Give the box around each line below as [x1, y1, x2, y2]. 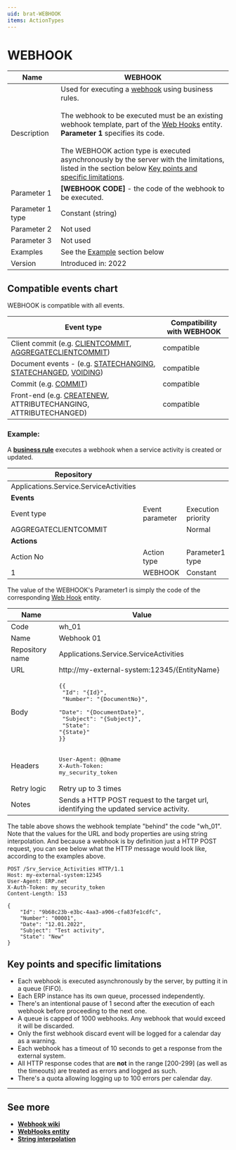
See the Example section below [60, 247, 164, 257]
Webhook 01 [58, 633, 102, 643]
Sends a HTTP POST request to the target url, [58, 795, 209, 804]
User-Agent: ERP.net [7, 878, 68, 885]
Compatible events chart [7, 282, 118, 294]
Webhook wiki [17, 1120, 60, 1128]
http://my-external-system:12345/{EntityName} [58, 664, 220, 674]
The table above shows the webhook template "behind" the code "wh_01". [7, 821, 222, 830]
